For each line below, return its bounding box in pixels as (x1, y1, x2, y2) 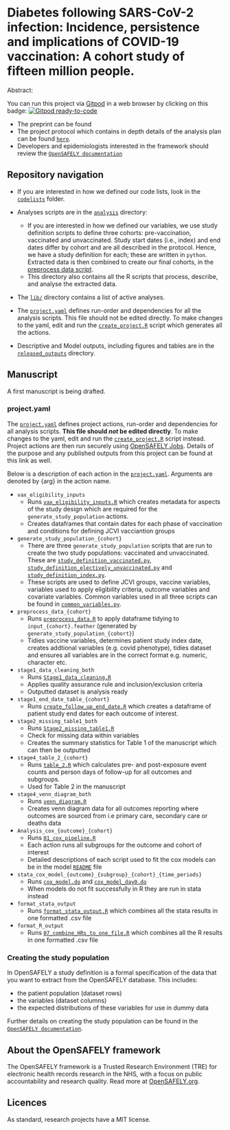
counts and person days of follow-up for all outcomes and (27, 768, 192, 776)
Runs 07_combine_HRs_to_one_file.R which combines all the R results (27, 928, 223, 936)
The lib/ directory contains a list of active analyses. (16, 293, 165, 301)
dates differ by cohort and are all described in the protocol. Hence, (27, 243, 216, 252)
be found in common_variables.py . (27, 599, 122, 608)
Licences (7, 1097, 47, 1109)
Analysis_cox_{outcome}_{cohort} (16, 827, 113, 834)
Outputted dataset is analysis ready (27, 687, 128, 696)
